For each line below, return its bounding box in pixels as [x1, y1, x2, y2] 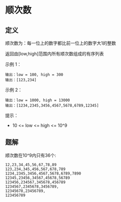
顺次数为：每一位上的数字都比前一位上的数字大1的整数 [5, 40, 116, 46]
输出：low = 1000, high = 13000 [5, 98, 70, 103]
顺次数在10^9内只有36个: [5, 152, 56, 158]
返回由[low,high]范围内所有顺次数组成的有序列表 [5, 51, 104, 56]
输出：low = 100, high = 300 [5, 72, 64, 77]
